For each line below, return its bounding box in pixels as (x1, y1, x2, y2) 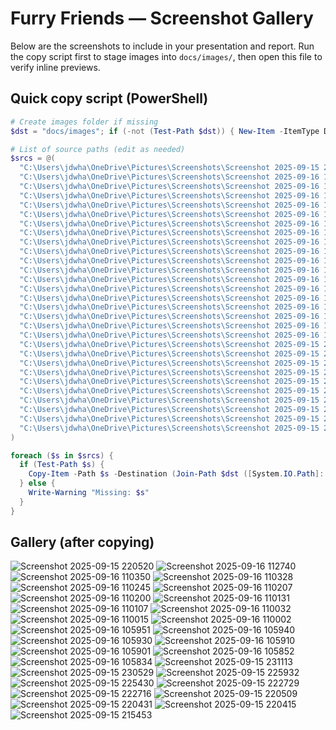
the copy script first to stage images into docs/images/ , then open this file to (10, 50, 323, 62)
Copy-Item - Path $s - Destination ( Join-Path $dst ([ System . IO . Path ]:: (28, 469, 329, 479)
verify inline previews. (10, 61, 101, 73)
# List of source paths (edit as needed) (10, 144, 186, 154)
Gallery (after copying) (10, 534, 155, 551)
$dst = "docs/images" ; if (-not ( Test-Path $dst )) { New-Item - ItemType (10, 126, 320, 136)
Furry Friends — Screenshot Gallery (10, 7, 314, 30)
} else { (19, 478, 56, 489)
